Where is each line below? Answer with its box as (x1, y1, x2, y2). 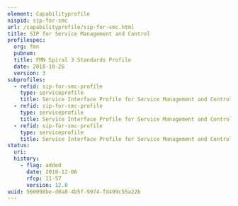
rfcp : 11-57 (25, 175, 62, 182)
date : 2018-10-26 (13, 63, 65, 70)
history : (13, 155, 40, 163)
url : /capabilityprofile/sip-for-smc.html (7, 23, 135, 30)
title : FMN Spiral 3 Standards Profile (13, 57, 132, 64)
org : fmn (13, 43, 40, 50)
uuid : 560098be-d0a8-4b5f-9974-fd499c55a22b (7, 188, 141, 195)
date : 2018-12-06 (25, 168, 78, 176)
